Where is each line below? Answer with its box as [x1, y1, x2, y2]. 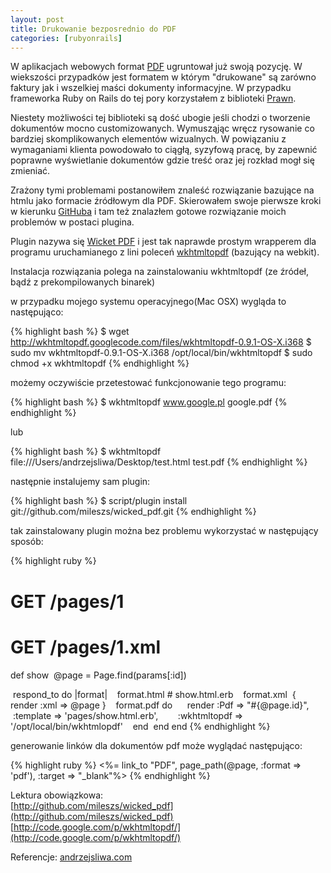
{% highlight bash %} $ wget [10, 326, 130, 338]
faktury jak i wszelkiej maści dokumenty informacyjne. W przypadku [10, 82, 292, 94]
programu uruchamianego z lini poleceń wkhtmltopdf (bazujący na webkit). [10, 246, 320, 258]
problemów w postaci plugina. [10, 216, 135, 228]
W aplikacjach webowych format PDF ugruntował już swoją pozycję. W [10, 61, 303, 73]
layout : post [10, 14, 65, 25]
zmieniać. [10, 165, 51, 177]
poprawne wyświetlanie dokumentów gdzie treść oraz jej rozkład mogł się [10, 154, 315, 166]
